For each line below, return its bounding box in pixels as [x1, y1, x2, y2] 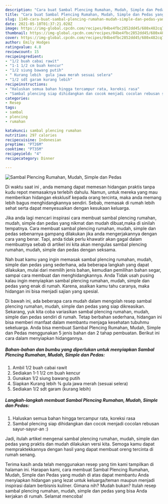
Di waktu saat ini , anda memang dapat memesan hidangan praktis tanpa [5, 184, 155, 190]
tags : [5, 105, 16, 110]
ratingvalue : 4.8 [5, 45, 41, 50]
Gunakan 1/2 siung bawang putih [12, 375, 80, 381]
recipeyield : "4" [5, 151, 41, 157]
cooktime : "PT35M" [5, 147, 43, 152]
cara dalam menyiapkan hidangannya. [5, 335, 83, 341]
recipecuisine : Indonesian [5, 137, 61, 143]
